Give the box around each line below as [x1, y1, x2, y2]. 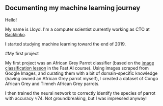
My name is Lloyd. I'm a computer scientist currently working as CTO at [5, 26, 150, 32]
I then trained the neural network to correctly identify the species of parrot [5, 90, 156, 96]
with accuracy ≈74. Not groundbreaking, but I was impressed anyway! [5, 95, 147, 101]
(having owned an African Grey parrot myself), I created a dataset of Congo [5, 75, 159, 81]
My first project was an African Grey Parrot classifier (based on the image [5, 60, 155, 65]
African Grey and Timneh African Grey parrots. [5, 81, 100, 86]
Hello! [5, 17, 17, 22]
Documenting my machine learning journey [5, 4, 140, 12]
